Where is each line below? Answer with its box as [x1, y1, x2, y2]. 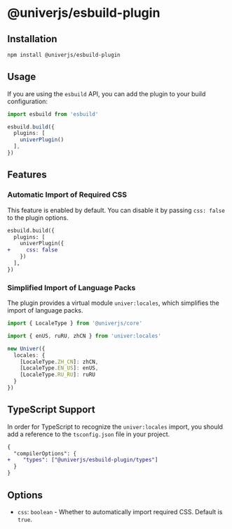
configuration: [7, 97, 48, 105]
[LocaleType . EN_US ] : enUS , [20, 365, 99, 372]
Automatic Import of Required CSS [7, 190, 128, 200]
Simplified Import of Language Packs [7, 282, 136, 292]
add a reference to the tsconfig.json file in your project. [7, 430, 170, 438]
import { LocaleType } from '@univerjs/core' [7, 320, 142, 327]
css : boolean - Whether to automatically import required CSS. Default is [17, 507, 223, 516]
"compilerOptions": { [13, 450, 77, 457]
